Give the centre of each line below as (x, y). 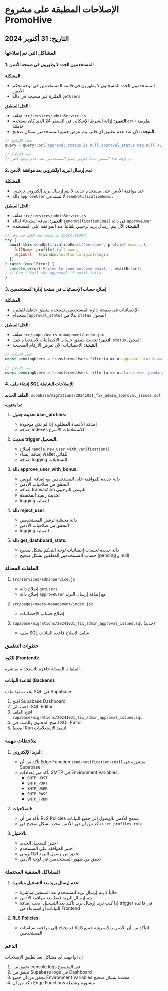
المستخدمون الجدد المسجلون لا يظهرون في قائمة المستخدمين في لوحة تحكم (84, 85)
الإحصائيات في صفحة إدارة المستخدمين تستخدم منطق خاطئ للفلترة (75, 310)
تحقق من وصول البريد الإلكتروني (50, 853)
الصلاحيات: (22, 808)
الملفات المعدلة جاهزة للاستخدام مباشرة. (43, 669)
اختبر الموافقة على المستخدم (47, 848)
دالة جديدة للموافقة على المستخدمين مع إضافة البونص (70, 479)
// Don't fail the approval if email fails (55, 273)
